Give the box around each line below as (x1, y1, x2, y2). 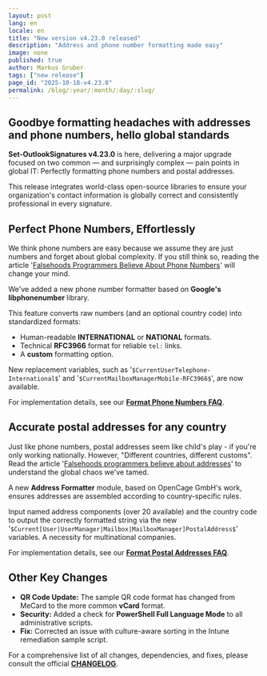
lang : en (8, 19, 38, 27)
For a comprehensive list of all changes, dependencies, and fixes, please (8, 650, 249, 660)
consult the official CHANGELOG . (8, 658, 118, 668)
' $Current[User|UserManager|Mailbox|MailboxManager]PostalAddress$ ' (8, 523, 238, 533)
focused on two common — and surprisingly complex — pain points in (8, 158, 240, 168)
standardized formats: (8, 317, 82, 326)
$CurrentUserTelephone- (131, 366, 211, 374)
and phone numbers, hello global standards (8, 128, 230, 142)
